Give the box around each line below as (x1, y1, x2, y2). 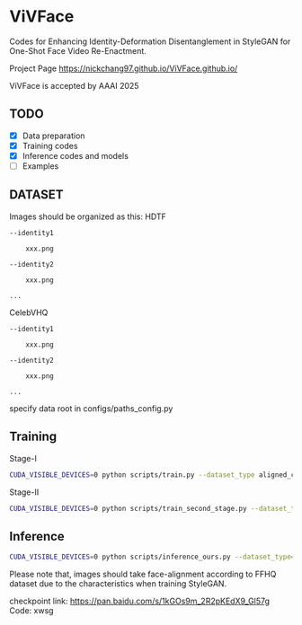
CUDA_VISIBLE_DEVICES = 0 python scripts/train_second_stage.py (9, 504, 247, 513)
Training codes (22, 140, 78, 151)
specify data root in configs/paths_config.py (9, 402, 173, 414)
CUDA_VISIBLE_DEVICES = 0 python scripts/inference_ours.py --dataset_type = (9, 552, 296, 562)
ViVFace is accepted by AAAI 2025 (9, 80, 139, 91)
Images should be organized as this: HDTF (9, 211, 166, 222)
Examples (22, 160, 59, 172)
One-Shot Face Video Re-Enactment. (9, 45, 147, 56)
